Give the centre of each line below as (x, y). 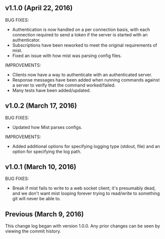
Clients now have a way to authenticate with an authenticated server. (82, 75)
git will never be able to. (36, 199)
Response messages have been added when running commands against (86, 80)
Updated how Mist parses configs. (47, 127)
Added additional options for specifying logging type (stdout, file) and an (86, 146)
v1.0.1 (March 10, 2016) (41, 167)
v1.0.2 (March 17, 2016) (41, 106)
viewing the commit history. (33, 231)
